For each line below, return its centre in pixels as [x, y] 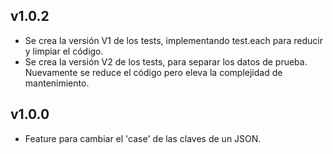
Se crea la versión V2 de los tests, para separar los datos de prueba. [166, 61]
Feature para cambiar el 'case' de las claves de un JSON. [143, 138]
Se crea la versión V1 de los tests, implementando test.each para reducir [173, 40]
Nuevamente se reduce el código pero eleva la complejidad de [153, 72]
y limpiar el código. [64, 51]
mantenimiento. [57, 83]
